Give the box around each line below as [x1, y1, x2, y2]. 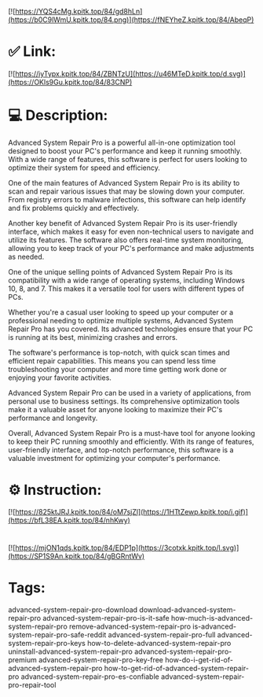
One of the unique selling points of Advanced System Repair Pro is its [8, 267, 233, 276]
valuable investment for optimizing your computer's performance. [8, 453, 221, 463]
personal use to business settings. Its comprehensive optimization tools [8, 396, 240, 406]
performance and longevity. [8, 413, 98, 422]
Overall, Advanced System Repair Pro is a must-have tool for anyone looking [8, 428, 255, 437]
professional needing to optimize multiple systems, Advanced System [8, 315, 234, 325]
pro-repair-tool [8, 680, 57, 689]
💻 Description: [8, 106, 108, 124]
